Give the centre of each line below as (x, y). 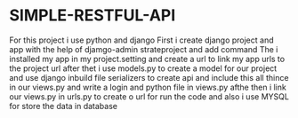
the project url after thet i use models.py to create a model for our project (143, 68)
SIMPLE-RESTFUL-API (93, 16)
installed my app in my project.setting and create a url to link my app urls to (147, 59)
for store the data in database (64, 106)
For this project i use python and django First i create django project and (141, 40)
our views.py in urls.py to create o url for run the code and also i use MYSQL (149, 96)
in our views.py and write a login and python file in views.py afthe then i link (148, 87)
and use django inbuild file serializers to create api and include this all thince (149, 77)
